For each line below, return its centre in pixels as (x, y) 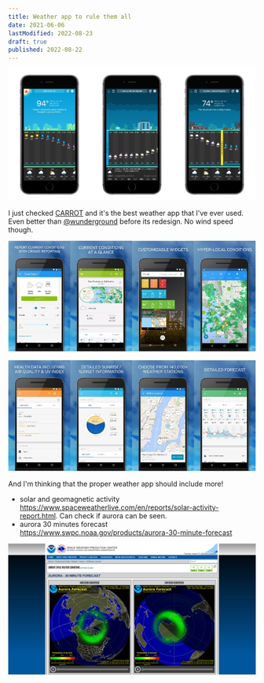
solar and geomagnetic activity (70, 499)
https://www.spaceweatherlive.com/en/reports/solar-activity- (119, 507)
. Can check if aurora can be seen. (111, 515)
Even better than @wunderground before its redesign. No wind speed (121, 221)
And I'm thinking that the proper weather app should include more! (116, 484)
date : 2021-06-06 (37, 25)
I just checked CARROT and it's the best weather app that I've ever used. (126, 213)
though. (21, 229)
